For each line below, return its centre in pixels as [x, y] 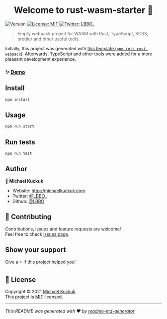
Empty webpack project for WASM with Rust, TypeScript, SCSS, [83, 33]
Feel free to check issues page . [37, 234]
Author [16, 169]
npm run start [20, 126]
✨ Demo [15, 72]
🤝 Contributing [28, 217]
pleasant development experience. [41, 59]
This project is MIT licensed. [34, 297]
